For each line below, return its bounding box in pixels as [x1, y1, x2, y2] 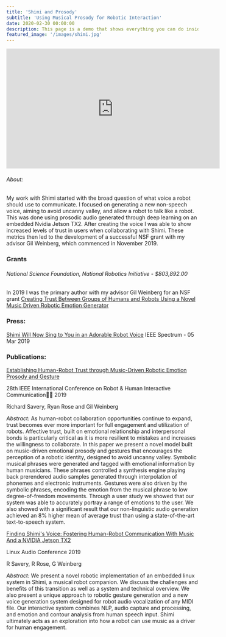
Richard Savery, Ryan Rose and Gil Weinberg [6, 403, 119, 410]
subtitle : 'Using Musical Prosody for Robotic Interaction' [6, 15, 163, 21]
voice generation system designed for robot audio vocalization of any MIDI [6, 598, 194, 605]
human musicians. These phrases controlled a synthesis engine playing [6, 466, 186, 474]
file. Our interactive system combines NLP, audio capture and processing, [6, 604, 191, 612]
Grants [6, 255, 27, 264]
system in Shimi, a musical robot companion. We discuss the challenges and [6, 579, 198, 586]
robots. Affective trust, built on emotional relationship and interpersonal [6, 428, 186, 435]
